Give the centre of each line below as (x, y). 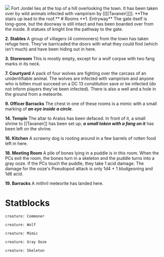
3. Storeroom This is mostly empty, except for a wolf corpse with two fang (80, 59)
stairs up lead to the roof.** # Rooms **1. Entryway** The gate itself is (76, 19)
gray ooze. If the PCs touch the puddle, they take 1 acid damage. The (74, 163)
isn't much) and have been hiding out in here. (51, 49)
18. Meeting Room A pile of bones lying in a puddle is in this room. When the (82, 153)
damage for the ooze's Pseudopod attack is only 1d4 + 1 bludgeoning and (79, 168)
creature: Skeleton (25, 250)
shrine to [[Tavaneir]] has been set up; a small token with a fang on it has (80, 124)
